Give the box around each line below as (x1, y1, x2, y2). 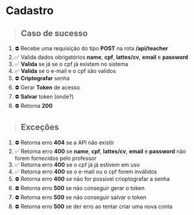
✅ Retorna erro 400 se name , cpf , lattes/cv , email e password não (14, 148, 186, 155)
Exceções (20, 122, 59, 132)
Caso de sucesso (20, 28, 88, 39)
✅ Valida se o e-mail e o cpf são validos (14, 67, 116, 74)
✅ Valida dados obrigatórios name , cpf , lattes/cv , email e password (14, 53, 188, 61)
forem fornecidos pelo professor (14, 154, 97, 162)
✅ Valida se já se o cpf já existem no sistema (14, 61, 129, 67)
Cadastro (6, 4, 54, 18)
